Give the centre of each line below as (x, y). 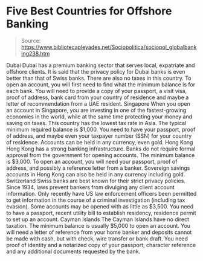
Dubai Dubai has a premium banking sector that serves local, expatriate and (101, 65)
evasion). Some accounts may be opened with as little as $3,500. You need (100, 206)
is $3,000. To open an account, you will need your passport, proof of (92, 161)
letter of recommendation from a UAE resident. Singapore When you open (98, 103)
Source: (31, 40)
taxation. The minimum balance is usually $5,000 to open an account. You (98, 225)
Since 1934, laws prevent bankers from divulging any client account (91, 187)
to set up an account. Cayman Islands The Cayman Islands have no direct (98, 219)
